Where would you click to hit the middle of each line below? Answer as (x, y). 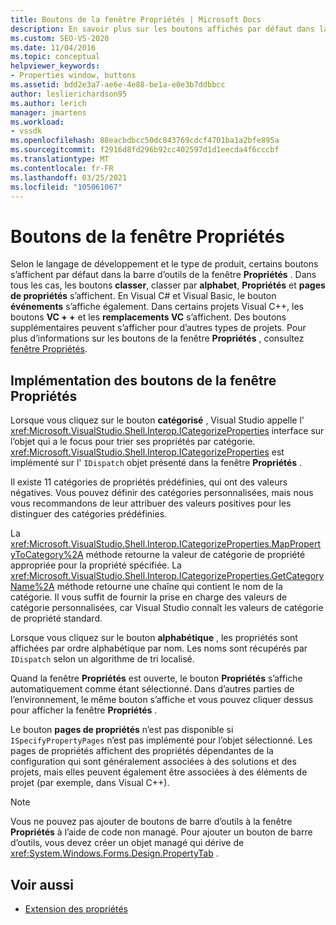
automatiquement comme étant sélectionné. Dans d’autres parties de (152, 689)
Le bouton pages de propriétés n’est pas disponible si (122, 730)
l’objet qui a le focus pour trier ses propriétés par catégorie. (133, 442)
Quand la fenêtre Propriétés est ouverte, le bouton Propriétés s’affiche (156, 678)
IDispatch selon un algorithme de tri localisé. (102, 659)
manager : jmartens (48, 112)
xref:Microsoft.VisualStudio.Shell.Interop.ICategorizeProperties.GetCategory (167, 576)
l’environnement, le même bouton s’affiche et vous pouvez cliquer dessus (162, 700)
